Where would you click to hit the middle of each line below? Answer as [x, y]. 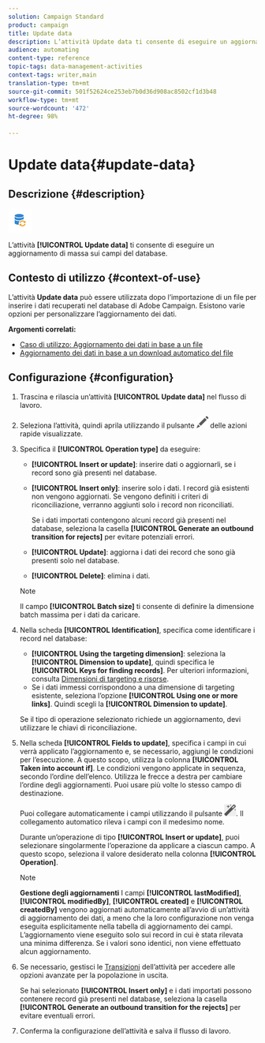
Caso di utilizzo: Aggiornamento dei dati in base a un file [111, 344]
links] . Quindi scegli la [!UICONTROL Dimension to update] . [129, 704]
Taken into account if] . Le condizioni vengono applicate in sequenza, [132, 768]
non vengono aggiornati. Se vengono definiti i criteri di [120, 496]
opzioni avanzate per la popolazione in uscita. [94, 975]
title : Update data [40, 33]
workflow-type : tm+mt [44, 100]
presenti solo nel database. [75, 560]
